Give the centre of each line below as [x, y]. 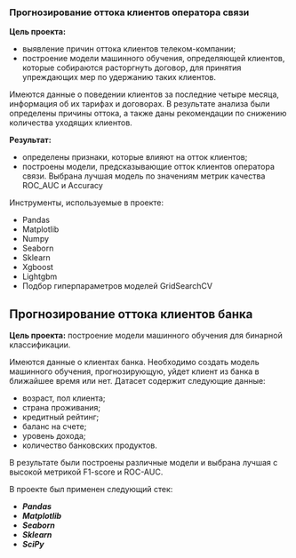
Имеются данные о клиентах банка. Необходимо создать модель [134, 363]
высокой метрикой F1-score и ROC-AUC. [86, 472]
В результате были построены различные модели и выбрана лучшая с [144, 463]
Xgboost [37, 267]
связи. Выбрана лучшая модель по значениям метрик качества [144, 176]
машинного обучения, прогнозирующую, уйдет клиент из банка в [134, 371]
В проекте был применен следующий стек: [91, 490]
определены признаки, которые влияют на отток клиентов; [135, 157]
